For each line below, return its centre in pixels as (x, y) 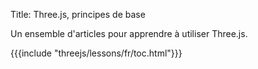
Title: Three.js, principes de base (78, 14)
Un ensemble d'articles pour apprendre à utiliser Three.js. (129, 33)
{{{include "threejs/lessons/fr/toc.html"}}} (96, 53)
